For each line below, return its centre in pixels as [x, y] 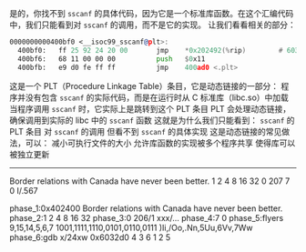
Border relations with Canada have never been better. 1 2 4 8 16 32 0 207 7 [150, 181]
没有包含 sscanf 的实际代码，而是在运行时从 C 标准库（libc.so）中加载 [157, 97]
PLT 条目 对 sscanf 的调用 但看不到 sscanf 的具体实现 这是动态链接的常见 [146, 131]
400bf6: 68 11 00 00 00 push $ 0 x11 [112, 59]
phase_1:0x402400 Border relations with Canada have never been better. [146, 208]
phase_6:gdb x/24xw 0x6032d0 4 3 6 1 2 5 [90, 237]
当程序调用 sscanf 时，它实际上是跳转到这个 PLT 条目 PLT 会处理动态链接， [150, 108]
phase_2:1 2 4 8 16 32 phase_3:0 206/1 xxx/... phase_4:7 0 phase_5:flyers [147, 217]
